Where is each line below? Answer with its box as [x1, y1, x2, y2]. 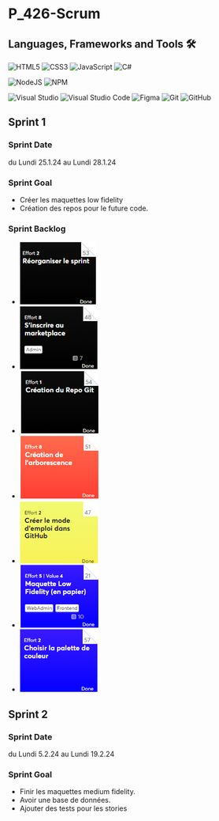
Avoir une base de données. [19, 796, 111, 805]
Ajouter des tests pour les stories [19, 804, 128, 813]
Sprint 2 [8, 707, 49, 721]
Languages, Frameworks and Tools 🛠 [8, 37, 197, 51]
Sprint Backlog [8, 223, 66, 234]
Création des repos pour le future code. [19, 203, 148, 213]
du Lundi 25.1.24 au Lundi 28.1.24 [8, 157, 117, 167]
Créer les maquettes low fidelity [19, 195, 124, 204]
